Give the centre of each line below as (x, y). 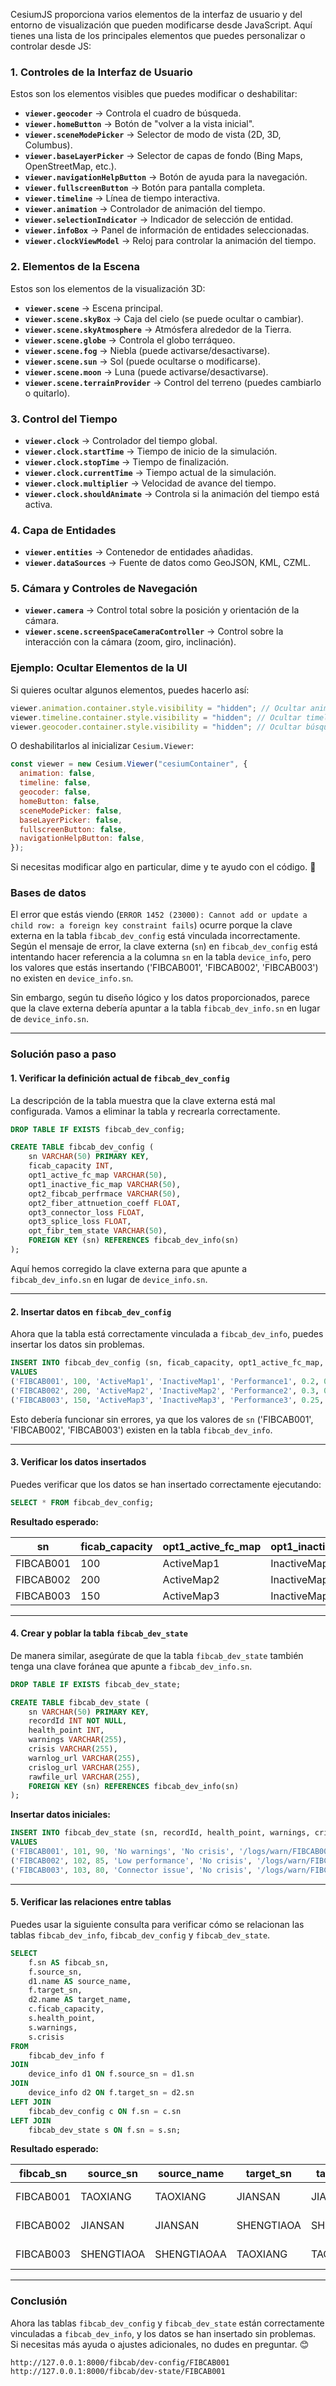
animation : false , (58, 774)
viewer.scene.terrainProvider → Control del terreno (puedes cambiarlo (173, 382)
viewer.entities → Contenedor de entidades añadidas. (138, 552)
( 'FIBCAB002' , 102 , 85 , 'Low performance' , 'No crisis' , (131, 1860)
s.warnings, (53, 2027)
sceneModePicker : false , (71, 810)
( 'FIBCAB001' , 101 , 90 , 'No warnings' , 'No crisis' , (122, 1852)
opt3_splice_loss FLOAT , (80, 1222)
